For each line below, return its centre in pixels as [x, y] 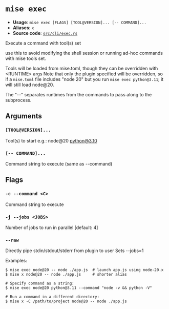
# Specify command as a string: [40, 283]
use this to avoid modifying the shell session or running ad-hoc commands [84, 53]
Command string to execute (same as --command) [59, 163]
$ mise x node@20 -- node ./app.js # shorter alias [66, 275]
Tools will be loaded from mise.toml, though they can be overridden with [82, 68]
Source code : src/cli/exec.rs [45, 33]
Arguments [24, 116]
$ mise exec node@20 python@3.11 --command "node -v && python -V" [79, 288]
